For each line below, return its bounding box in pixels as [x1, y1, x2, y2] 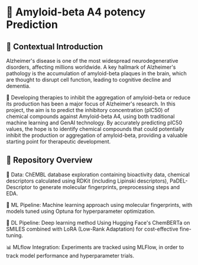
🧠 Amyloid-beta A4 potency [6, 5, 146, 19]
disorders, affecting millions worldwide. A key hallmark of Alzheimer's [6, 63, 176, 71]
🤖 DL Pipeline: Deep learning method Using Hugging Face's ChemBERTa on [6, 219, 190, 226]
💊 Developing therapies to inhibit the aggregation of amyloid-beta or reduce [6, 94, 191, 101]
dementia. [6, 82, 31, 90]
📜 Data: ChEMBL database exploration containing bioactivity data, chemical [6, 171, 190, 178]
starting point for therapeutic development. [6, 138, 111, 145]
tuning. [6, 231, 24, 239]
